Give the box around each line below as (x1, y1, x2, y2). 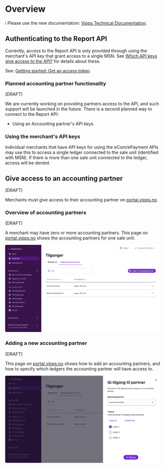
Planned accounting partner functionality (5, 80, 106, 87)
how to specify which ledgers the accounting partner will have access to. (5, 366, 154, 371)
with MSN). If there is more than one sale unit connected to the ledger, (5, 155, 148, 161)
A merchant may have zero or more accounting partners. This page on (5, 230, 148, 236)
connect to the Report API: (5, 111, 59, 117)
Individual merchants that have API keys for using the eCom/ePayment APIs (5, 144, 159, 150)
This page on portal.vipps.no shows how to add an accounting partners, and (5, 361, 160, 367)
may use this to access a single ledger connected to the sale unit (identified (5, 149, 159, 156)
